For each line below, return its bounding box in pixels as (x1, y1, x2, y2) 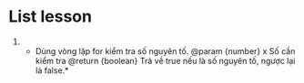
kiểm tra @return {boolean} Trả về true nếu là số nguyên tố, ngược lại (35, 55, 296, 66)
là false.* (35, 65, 69, 76)
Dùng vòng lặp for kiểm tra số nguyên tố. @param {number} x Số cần (35, 45, 296, 56)
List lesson (8, 6, 93, 27)
